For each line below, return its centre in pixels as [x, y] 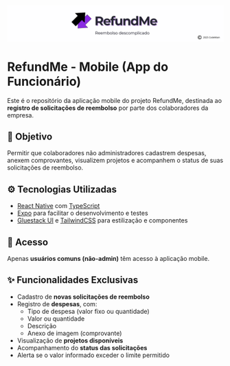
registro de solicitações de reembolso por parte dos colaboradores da [108, 108]
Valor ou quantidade [56, 319]
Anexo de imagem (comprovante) [74, 333]
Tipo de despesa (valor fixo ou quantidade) [88, 311]
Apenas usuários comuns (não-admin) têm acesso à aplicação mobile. [108, 259]
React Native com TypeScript [58, 206]
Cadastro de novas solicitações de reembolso [83, 297]
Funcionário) [44, 81]
